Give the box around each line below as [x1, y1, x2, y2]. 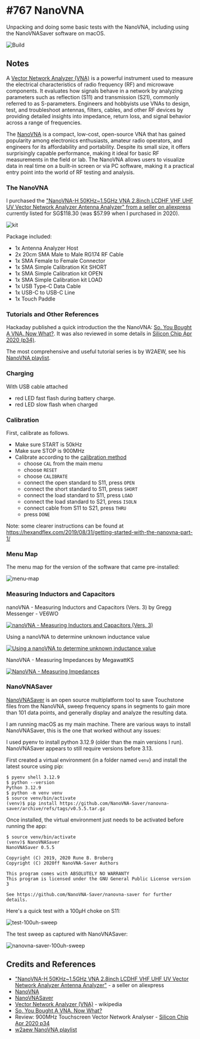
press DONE [23, 510, 50, 517]
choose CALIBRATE [23, 473, 68, 480]
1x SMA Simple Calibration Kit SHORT [14, 263, 107, 271]
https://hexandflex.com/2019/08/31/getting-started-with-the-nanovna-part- [6, 528, 193, 535]
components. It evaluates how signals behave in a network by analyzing [6, 87, 183, 94]
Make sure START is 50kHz [14, 440, 82, 448]
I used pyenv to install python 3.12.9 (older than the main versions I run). [6, 738, 183, 746]
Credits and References [6, 960, 96, 970]
